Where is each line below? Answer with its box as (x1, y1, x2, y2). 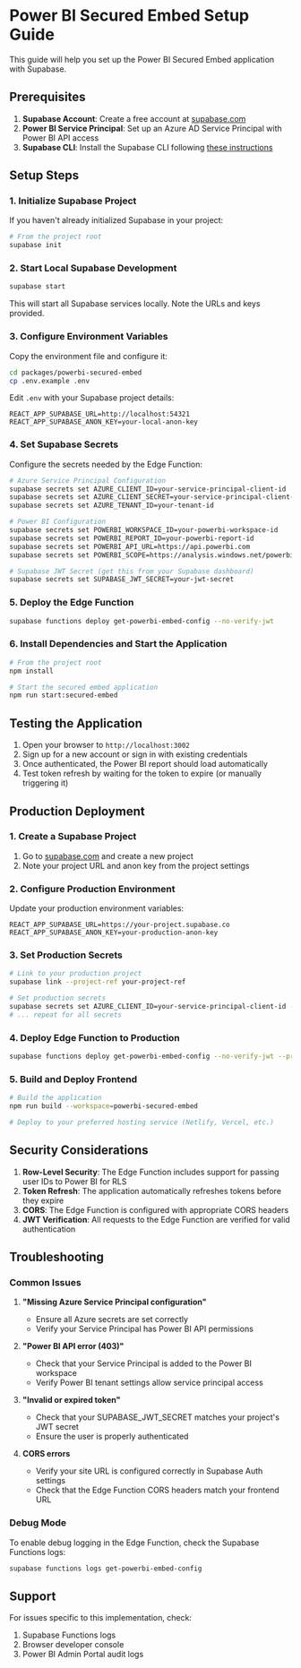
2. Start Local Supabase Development (9, 262, 177, 274)
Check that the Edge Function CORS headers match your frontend (35, 1484, 279, 1496)
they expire (21, 1195, 64, 1206)
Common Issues (9, 1276, 82, 1288)
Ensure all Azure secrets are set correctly (35, 1314, 189, 1325)
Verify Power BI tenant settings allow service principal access (35, 1377, 264, 1389)
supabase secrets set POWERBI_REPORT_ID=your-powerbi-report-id (9, 534, 254, 543)
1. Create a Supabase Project (9, 830, 137, 843)
